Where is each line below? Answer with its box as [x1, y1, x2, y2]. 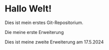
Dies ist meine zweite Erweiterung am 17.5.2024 [5, 38, 104, 45]
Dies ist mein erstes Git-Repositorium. [5, 19, 84, 25]
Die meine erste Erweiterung [5, 29, 64, 35]
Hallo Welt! [5, 3, 52, 14]
